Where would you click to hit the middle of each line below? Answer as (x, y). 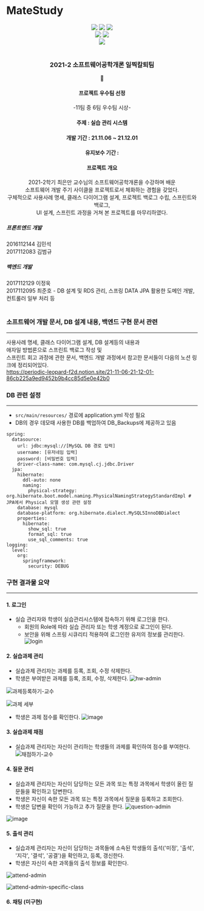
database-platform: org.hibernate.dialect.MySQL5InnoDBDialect (99, 513)
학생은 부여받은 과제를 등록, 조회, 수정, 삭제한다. (72, 678)
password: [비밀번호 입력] (47, 459)
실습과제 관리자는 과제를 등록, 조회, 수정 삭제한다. (73, 671)
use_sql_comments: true (58, 540)
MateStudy (35, 11)
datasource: (27, 439)
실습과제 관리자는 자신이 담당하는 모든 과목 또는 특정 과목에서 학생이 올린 (101, 784)
